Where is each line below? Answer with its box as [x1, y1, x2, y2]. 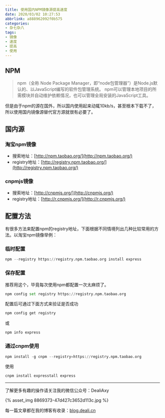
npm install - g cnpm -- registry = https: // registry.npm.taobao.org [5, 354, 141, 359]
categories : [5, 21, 29, 26]
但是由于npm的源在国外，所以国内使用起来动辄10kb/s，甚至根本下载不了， [5, 103, 157, 109]
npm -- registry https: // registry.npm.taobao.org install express [5, 257, 141, 262]
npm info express [5, 330, 41, 335]
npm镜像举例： [26, 232, 57, 238]
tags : [5, 30, 16, 35]
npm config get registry [5, 311, 56, 316]
